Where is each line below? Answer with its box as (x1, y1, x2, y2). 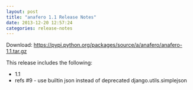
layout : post (6, 8, 38, 15)
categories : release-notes (6, 25, 73, 31)
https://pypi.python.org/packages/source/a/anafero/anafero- (33, 41, 182, 49)
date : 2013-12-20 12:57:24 (6, 20, 73, 25)
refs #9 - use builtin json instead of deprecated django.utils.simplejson (14, 77, 188, 84)
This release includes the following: (6, 59, 93, 66)
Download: (6, 41, 33, 49)
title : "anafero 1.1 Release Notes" (6, 14, 96, 20)
